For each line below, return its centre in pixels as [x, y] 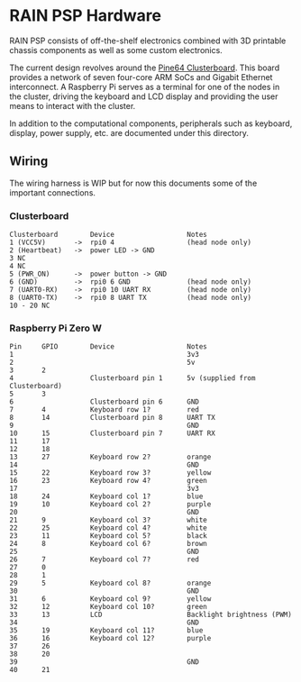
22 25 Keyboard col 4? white [108, 528]
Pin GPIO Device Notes [108, 347]
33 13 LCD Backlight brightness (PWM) [151, 615]
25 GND [105, 552]
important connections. [53, 192]
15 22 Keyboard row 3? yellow [110, 473]
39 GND [105, 662]
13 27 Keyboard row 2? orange [110, 457]
